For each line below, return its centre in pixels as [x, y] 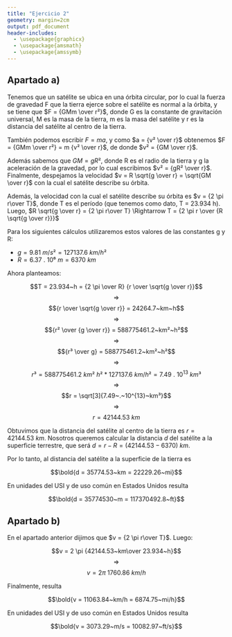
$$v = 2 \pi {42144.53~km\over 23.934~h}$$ [116, 551]
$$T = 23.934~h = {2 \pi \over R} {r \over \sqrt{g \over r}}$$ [116, 286]
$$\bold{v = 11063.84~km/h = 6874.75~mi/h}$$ [116, 600]
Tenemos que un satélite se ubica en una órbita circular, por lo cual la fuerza [116, 97]
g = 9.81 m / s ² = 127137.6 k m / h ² [62, 252]
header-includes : [32, 33]
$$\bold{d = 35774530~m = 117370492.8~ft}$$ [116, 499]
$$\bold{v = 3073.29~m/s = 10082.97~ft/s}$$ [116, 627]
